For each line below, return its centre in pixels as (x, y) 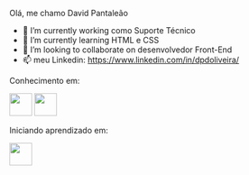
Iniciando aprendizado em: (59, 130)
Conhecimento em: (45, 81)
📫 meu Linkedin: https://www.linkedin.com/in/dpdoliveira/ (131, 60)
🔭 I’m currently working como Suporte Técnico (109, 30)
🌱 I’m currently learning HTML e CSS (91, 40)
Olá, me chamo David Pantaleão (69, 13)
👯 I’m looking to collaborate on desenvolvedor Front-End (127, 50)
